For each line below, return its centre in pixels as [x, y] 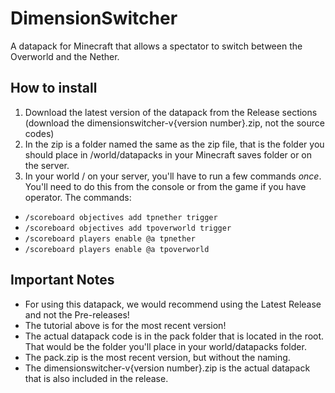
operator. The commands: [78, 197]
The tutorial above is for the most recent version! [125, 325]
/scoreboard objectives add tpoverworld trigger [128, 228]
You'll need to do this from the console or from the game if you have [165, 186]
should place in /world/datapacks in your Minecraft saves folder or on [168, 154]
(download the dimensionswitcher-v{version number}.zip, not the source [174, 123]
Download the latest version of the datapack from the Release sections [171, 112]
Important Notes [62, 280]
